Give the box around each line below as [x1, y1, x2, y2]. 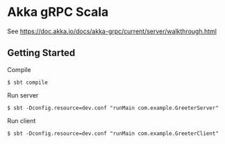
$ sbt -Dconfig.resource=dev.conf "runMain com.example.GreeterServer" [7, 105, 219, 111]
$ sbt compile [7, 79, 49, 86]
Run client [7, 116, 36, 125]
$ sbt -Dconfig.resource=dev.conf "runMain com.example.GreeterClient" [7, 129, 219, 137]
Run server [7, 91, 39, 99]
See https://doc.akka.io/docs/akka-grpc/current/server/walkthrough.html [7, 27, 217, 35]
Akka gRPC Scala [7, 4, 109, 20]
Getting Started [7, 47, 76, 59]
